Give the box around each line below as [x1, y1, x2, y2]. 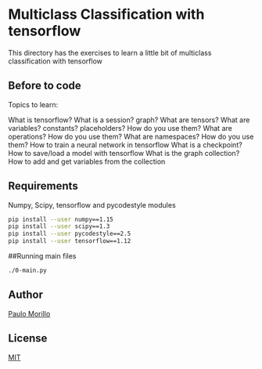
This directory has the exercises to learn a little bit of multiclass [8, 48, 212, 57]
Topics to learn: [8, 99, 59, 109]
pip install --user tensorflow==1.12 [8, 237, 131, 245]
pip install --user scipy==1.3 [8, 222, 110, 230]
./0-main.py [8, 266, 47, 275]
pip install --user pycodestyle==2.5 [8, 230, 131, 238]
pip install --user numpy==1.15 [8, 215, 113, 223]
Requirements [8, 179, 78, 193]
